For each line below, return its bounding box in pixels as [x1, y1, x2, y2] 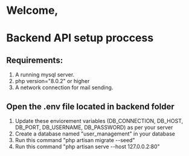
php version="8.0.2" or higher [14, 78, 90, 85]
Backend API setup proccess [6, 31, 154, 45]
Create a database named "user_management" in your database [14, 130, 175, 137]
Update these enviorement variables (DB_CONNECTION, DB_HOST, [14, 117, 183, 124]
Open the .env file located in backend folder [6, 101, 175, 111]
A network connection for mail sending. [14, 84, 114, 91]
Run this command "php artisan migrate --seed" [14, 137, 135, 143]
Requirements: [6, 55, 63, 65]
